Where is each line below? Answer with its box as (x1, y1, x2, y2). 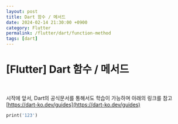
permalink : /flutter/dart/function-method (6, 30, 111, 36)
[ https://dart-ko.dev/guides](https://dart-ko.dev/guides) (6, 101, 141, 108)
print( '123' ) (6, 112, 38, 118)
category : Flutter (6, 25, 51, 31)
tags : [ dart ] (6, 36, 38, 42)
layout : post (6, 8, 38, 15)
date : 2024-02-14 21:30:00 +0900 (6, 19, 88, 25)
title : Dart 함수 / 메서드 (6, 14, 66, 20)
